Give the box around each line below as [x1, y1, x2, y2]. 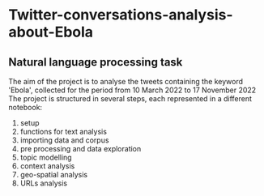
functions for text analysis [19, 127, 108, 136]
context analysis [19, 161, 75, 171]
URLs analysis [19, 178, 67, 188]
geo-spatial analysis [19, 170, 87, 179]
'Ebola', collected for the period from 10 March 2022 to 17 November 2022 [8, 85, 257, 95]
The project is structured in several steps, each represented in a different [8, 94, 253, 103]
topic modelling [19, 152, 72, 162]
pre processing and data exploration [19, 144, 142, 153]
